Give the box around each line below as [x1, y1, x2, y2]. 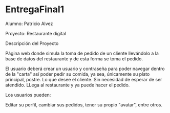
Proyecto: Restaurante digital [5, 30, 67, 36]
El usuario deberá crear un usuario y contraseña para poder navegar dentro [5, 65, 165, 72]
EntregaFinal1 [5, 4, 65, 15]
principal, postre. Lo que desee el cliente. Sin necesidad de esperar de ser [5, 76, 162, 82]
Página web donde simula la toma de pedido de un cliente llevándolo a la [5, 50, 159, 56]
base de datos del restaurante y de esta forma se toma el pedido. [5, 55, 143, 62]
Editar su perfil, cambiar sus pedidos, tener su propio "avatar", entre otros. [5, 101, 163, 108]
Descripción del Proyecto [5, 40, 59, 47]
